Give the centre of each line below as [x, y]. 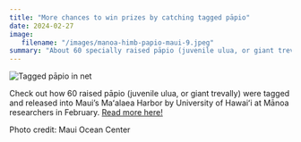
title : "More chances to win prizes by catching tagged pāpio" [130, 17]
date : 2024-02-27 [42, 26]
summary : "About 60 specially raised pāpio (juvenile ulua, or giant [142, 51]
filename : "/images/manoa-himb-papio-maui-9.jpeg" [118, 42]
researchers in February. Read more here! [86, 113]
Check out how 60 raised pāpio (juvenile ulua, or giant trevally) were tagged [150, 94]
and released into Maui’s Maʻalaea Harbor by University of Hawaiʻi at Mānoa [149, 103]
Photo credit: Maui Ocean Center [70, 129]
